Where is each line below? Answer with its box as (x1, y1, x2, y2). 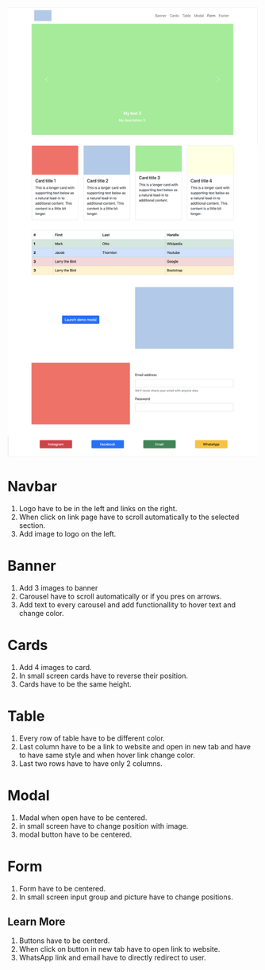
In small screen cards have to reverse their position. (18, 671, 188, 680)
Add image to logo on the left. (18, 529, 117, 538)
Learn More (7, 915, 66, 929)
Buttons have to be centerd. (18, 936, 110, 945)
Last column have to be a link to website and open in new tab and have (18, 741, 252, 751)
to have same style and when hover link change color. (18, 750, 195, 760)
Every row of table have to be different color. (18, 733, 166, 743)
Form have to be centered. (18, 883, 106, 893)
